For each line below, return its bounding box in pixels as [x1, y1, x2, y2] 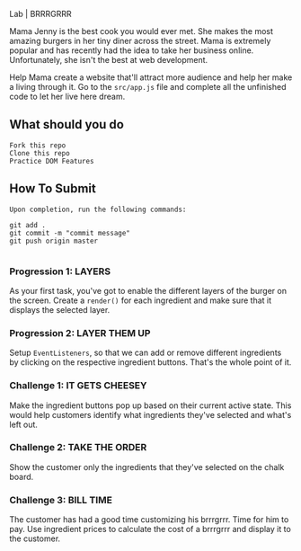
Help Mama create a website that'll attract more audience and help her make [9, 72, 293, 83]
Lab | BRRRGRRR [9, 9, 72, 19]
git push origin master [9, 236, 99, 245]
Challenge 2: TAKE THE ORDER [9, 441, 147, 454]
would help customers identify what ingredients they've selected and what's [9, 409, 292, 420]
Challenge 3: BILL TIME [9, 493, 112, 506]
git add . [9, 220, 47, 229]
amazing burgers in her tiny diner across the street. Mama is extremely [9, 36, 271, 46]
